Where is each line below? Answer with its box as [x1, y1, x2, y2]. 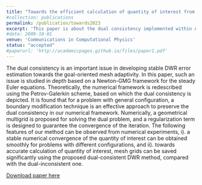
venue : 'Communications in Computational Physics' [6, 37, 136, 43]
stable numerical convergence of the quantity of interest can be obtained [6, 135, 188, 142]
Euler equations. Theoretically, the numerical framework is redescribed [6, 83, 182, 91]
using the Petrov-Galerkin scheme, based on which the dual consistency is [6, 89, 191, 97]
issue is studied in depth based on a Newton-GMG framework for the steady [6, 77, 195, 84]
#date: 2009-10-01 [6, 31, 52, 37]
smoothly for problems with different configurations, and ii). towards [6, 141, 176, 148]
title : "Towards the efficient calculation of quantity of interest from [6, 8, 195, 15]
